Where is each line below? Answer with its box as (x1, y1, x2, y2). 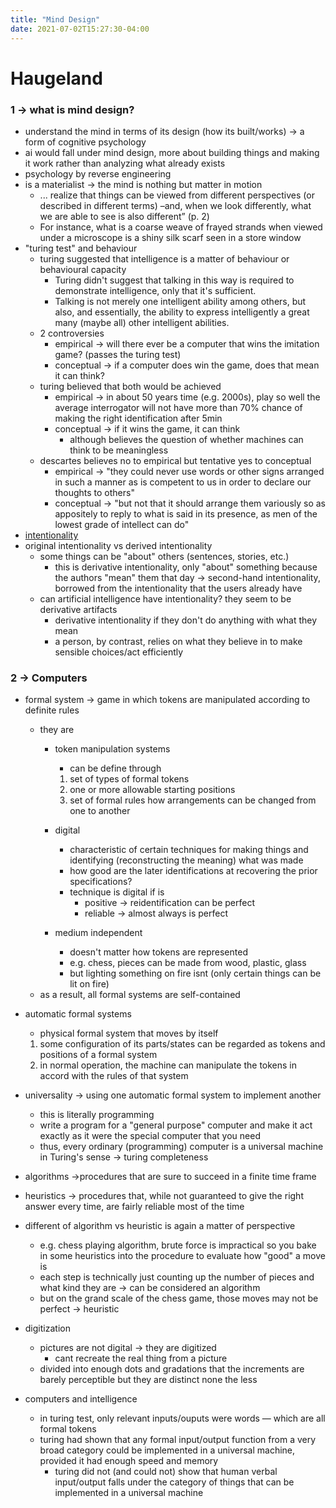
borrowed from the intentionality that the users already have (54, 582, 303, 594)
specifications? (69, 876, 133, 888)
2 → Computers (10, 671, 88, 685)
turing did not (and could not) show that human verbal (54, 1466, 278, 1478)
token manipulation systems (54, 743, 171, 755)
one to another (69, 805, 131, 817)
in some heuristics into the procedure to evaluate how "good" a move (39, 1250, 326, 1262)
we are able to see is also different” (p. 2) (39, 210, 210, 222)
